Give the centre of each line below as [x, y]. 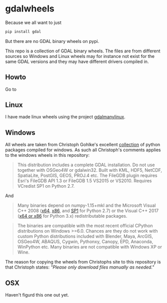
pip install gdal [23, 31]
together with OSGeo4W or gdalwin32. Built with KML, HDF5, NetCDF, [90, 170]
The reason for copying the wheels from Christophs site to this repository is [83, 262]
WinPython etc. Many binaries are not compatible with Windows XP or [90, 247]
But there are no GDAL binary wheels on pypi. [52, 41]
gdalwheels [30, 9]
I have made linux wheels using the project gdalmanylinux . [65, 117]
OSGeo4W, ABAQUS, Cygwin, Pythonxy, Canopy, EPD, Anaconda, [85, 242]
